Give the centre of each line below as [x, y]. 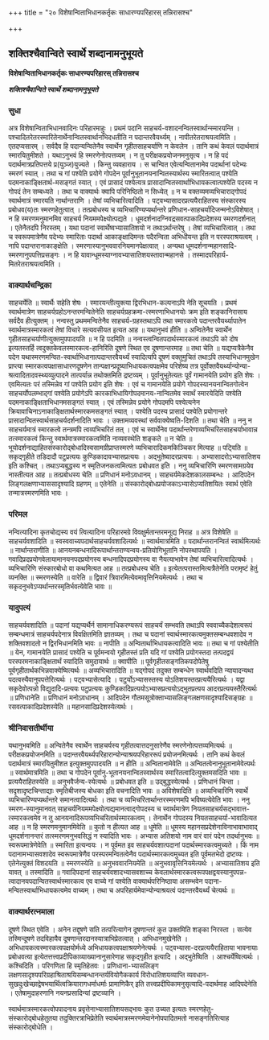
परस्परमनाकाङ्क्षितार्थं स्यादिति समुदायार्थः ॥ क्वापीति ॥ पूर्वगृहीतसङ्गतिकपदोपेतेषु [108, 661]
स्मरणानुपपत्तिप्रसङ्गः [34, 255]
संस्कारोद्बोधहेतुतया [33, 1017]
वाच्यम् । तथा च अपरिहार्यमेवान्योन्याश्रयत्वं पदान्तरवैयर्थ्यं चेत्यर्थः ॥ [154, 890]
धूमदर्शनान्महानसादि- [212, 246]
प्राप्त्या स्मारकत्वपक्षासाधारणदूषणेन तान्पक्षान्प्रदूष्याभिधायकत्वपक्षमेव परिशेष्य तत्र [104, 366]
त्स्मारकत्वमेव [25, 818]
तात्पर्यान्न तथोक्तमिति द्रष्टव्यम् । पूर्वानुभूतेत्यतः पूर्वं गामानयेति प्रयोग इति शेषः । [166, 375]
